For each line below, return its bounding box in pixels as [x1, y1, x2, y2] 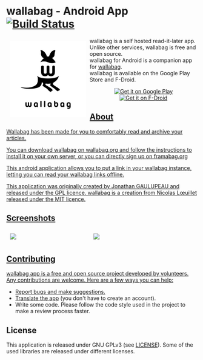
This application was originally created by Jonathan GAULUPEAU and [6, 182, 180, 189]
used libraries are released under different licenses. [6, 348, 135, 355]
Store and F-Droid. [90, 76, 136, 83]
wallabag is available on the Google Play [90, 69, 190, 76]
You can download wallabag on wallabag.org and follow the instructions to [6, 146, 192, 153]
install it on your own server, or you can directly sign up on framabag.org [6, 152, 188, 160]
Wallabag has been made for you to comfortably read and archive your [6, 127, 183, 135]
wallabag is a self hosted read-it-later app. [90, 37, 196, 44]
